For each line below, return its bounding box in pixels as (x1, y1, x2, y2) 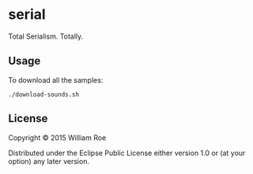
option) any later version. (8, 156, 89, 166)
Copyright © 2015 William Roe (8, 132, 107, 143)
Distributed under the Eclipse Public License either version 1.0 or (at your (8, 148, 246, 157)
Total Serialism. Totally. (8, 31, 84, 41)
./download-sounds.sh (8, 91, 80, 98)
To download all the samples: (8, 75, 104, 84)
